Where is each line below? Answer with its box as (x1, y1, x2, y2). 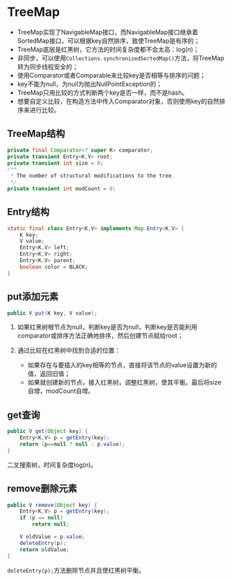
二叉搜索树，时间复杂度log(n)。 (7, 461, 97, 469)
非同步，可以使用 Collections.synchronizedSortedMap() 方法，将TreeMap (17, 53, 225, 62)
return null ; (32, 521, 70, 528)
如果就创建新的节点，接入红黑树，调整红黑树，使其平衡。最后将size (27, 378, 222, 387)
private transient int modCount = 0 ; (7, 185, 116, 192)
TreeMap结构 (7, 128, 65, 140)
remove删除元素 (7, 483, 78, 495)
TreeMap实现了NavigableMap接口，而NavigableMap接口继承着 (17, 28, 199, 36)
